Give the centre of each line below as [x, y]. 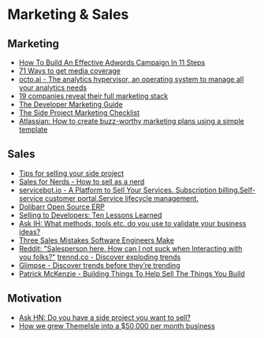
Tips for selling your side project [71, 173]
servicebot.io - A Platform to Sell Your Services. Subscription [118, 190]
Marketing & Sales [68, 15]
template [33, 129]
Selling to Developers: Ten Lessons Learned [90, 215]
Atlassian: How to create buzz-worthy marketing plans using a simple [132, 121]
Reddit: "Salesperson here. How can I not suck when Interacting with [130, 248]
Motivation [35, 298]
